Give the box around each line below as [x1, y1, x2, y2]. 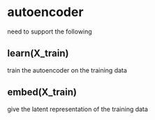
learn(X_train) [7, 47, 69, 59]
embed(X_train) [7, 87, 77, 98]
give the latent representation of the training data [7, 105, 149, 113]
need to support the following [7, 27, 92, 36]
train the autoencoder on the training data [7, 66, 128, 74]
